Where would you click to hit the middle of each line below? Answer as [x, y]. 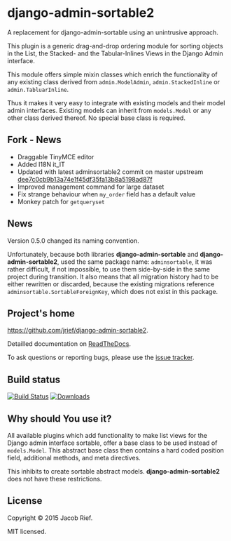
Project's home [41, 313]
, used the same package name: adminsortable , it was [135, 262]
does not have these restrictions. [55, 479]
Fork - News [34, 140]
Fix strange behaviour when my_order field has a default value [106, 194]
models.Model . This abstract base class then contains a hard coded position [115, 450]
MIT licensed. [27, 531]
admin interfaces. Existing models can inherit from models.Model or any [109, 110]
